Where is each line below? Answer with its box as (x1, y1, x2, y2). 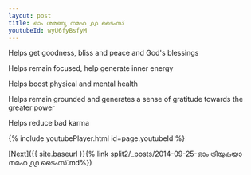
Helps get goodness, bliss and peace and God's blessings (8, 49, 199, 58)
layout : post (8, 11, 52, 20)
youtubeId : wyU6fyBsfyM (8, 26, 88, 34)
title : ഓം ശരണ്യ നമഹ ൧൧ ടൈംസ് (8, 19, 124, 27)
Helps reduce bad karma (8, 119, 90, 128)
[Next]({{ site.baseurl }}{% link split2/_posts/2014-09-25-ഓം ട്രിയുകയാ (8, 149, 242, 159)
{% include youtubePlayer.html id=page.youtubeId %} (8, 134, 186, 143)
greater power (8, 103, 55, 112)
